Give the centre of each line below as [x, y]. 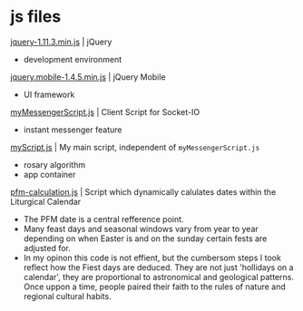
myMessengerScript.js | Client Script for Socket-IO [105, 112]
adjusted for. [47, 248]
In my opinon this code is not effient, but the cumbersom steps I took [152, 258]
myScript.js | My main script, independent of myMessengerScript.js [135, 147]
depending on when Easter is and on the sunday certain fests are [145, 238]
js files [36, 17]
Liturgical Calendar [46, 201]
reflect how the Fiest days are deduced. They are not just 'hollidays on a [158, 267]
